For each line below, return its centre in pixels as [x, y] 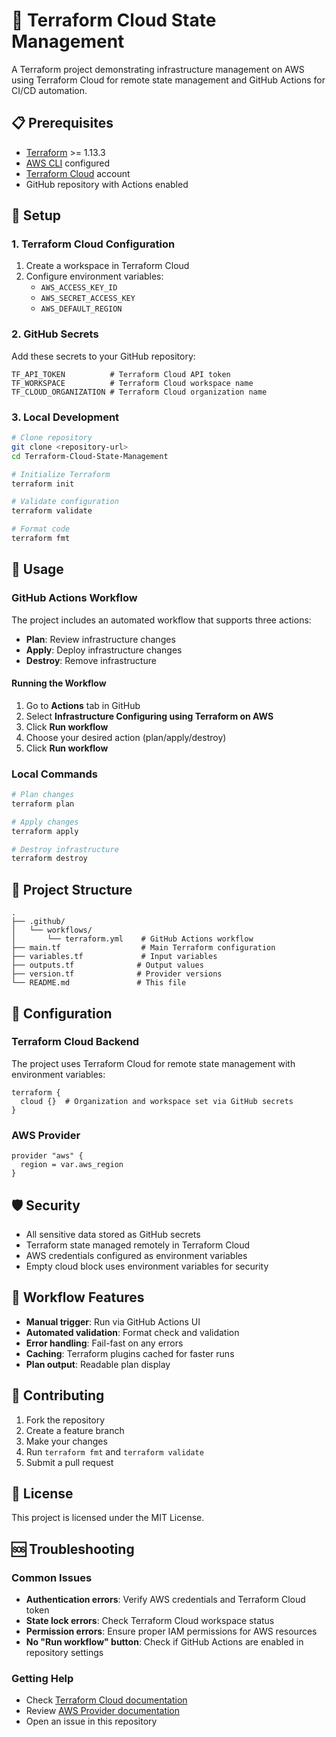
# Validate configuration [65, 502]
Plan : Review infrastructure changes [100, 639]
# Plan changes [43, 795]
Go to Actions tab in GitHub [83, 705]
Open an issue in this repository [91, 1721]
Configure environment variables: [94, 276]
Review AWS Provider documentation [103, 1711]
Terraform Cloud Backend [75, 1042]
